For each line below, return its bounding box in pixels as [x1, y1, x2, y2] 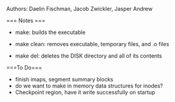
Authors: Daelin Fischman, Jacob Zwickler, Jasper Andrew [6, 5, 153, 12]
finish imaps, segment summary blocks [15, 76, 114, 83]
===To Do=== [6, 64, 43, 71]
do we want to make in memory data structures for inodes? [15, 82, 163, 89]
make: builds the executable [15, 29, 86, 36]
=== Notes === [6, 17, 46, 24]
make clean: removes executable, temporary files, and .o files [15, 41, 170, 47]
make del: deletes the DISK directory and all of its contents [15, 52, 162, 59]
